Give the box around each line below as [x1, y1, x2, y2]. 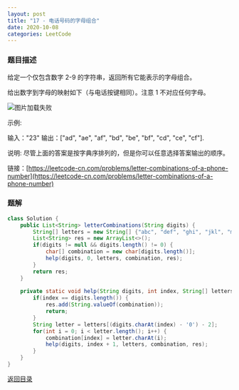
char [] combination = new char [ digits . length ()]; [45, 248, 196, 255]
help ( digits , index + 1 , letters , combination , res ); [45, 341, 208, 348]
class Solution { [7, 215, 59, 222]
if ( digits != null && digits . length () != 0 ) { [33, 242, 174, 249]
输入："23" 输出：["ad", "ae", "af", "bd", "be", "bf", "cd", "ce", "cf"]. [7, 133, 205, 142]
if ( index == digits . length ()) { [33, 294, 129, 302]
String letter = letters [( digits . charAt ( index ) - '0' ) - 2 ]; [33, 321, 218, 328]
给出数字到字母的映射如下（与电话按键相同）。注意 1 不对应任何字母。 [7, 88, 210, 96]
